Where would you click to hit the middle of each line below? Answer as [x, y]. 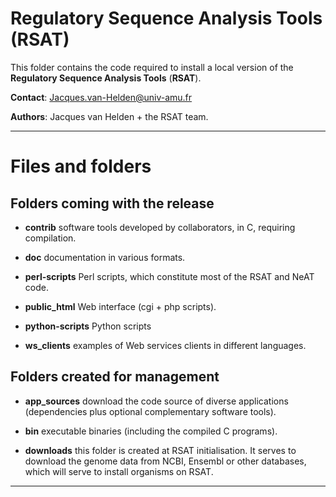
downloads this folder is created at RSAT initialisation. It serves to [160, 450]
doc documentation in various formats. [105, 257]
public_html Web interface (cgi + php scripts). [120, 306]
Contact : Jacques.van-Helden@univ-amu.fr [101, 97]
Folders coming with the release [112, 203]
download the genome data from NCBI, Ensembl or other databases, [165, 461]
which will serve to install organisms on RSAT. [119, 471]
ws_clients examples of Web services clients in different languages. [165, 345]
